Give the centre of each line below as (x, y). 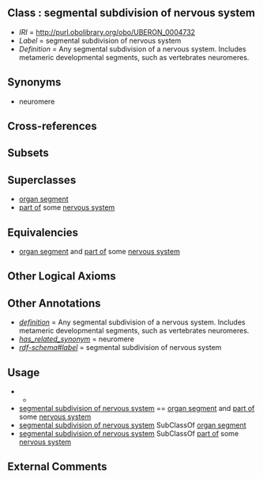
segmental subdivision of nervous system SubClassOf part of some (129, 434)
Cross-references (53, 126)
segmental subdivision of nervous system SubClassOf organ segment (132, 425)
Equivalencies (43, 232)
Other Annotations (54, 303)
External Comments (57, 467)
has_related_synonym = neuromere (77, 339)
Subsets (28, 153)
